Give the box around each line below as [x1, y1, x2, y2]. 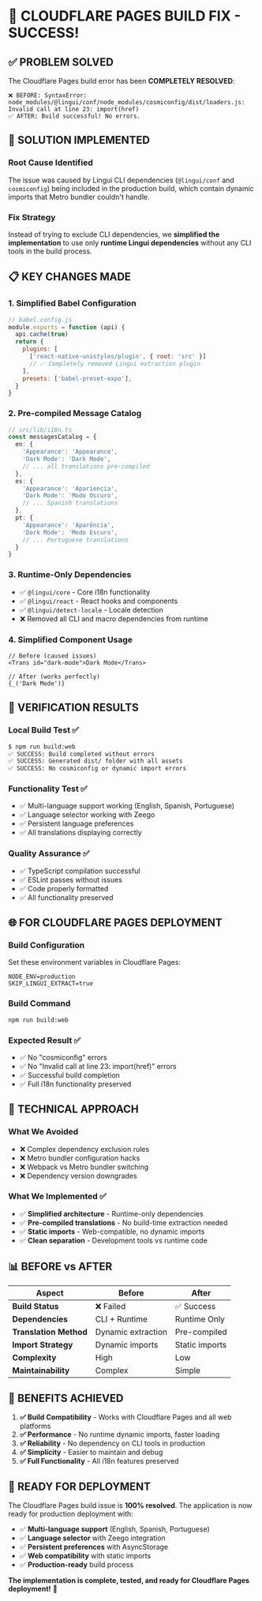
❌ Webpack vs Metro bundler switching [19, 1162, 149, 1172]
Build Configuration [8, 939, 85, 950]
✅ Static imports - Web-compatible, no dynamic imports [19, 1227, 205, 1236]
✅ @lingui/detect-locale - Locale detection [19, 605, 164, 614]
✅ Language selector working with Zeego [19, 810, 155, 819]
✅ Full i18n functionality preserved [19, 1079, 132, 1089]
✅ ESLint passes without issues [19, 875, 122, 884]
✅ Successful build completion [19, 1070, 121, 1080]
